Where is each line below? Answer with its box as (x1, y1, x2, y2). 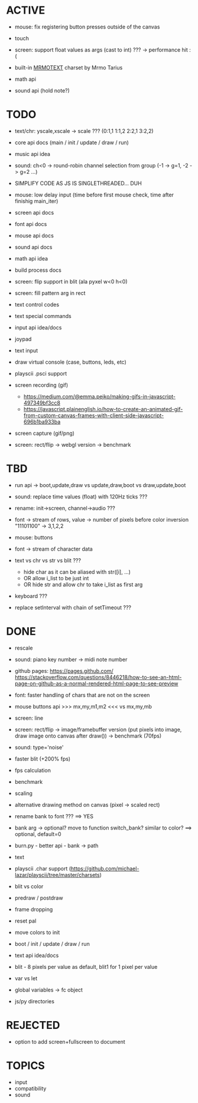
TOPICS (6, 1059, 46, 1072)
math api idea (14, 255, 48, 262)
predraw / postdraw (14, 894, 63, 901)
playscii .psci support (14, 370, 67, 377)
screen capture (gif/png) (14, 430, 75, 437)
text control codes (14, 301, 60, 308)
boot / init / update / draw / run (14, 940, 90, 947)
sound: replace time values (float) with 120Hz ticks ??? (14, 493, 148, 500)
